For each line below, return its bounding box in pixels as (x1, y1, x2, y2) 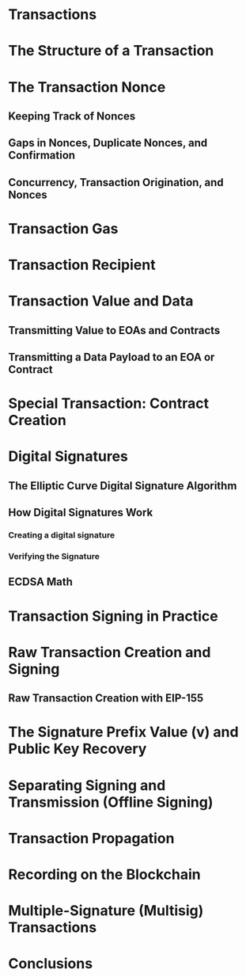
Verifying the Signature (8, 551, 100, 562)
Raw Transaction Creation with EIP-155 (8, 691, 204, 705)
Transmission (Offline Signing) (8, 793, 214, 811)
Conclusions (8, 955, 93, 973)
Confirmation (8, 149, 76, 162)
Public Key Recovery (8, 740, 147, 758)
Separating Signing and (8, 776, 166, 794)
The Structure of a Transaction (8, 42, 214, 60)
